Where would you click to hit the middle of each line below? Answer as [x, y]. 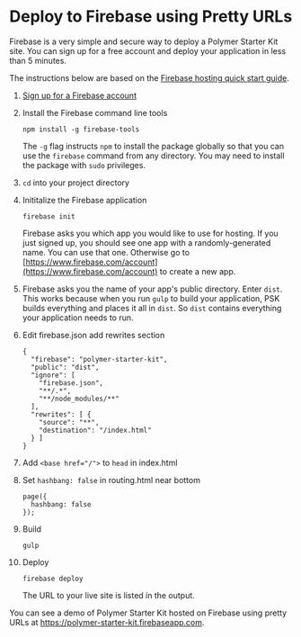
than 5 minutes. [38, 60]
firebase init [49, 216]
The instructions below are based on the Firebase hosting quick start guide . [149, 77]
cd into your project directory [76, 183]
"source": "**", [69, 422]
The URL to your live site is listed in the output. [108, 595]
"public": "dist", [65, 367]
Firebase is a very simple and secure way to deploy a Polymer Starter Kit [144, 41]
